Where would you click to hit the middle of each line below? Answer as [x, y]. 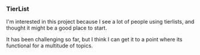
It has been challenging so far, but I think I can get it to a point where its [94, 40]
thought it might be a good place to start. [57, 28]
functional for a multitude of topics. [50, 46]
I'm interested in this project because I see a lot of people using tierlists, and [100, 22]
